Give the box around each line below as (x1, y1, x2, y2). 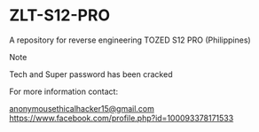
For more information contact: (9, 86, 118, 97)
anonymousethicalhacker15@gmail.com (9, 103, 155, 113)
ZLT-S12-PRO (9, 5, 111, 26)
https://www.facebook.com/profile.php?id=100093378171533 (9, 113, 234, 123)
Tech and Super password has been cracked (9, 68, 173, 80)
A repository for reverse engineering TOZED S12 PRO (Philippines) (9, 35, 251, 45)
